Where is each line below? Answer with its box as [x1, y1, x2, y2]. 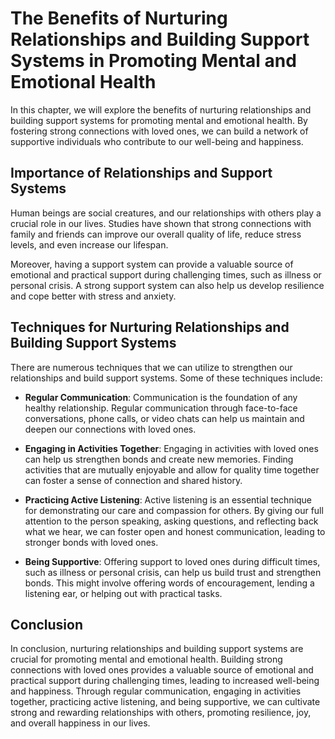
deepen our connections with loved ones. [24, 423, 197, 435]
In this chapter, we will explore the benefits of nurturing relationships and [10, 103, 312, 116]
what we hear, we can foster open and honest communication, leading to [24, 525, 326, 537]
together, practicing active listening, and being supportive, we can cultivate [10, 696, 321, 708]
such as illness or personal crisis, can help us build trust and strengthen [24, 566, 322, 578]
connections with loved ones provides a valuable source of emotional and [10, 664, 314, 676]
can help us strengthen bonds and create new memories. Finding [24, 453, 294, 465]
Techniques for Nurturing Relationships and [10, 319, 290, 336]
